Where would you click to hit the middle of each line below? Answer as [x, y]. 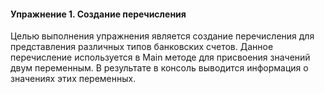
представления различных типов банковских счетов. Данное [142, 47]
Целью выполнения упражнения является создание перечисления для [162, 36]
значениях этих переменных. [73, 79]
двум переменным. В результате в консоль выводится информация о [159, 68]
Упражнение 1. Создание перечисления [98, 14]
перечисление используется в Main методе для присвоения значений [160, 57]
